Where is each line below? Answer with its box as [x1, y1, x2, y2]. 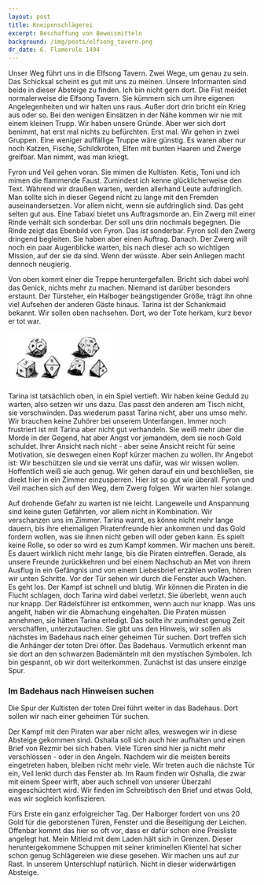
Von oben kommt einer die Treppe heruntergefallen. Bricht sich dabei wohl [8, 275, 249, 284]
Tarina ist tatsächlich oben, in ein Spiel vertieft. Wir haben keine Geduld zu [8, 391, 249, 401]
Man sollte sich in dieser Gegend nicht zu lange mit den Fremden [8, 193, 218, 202]
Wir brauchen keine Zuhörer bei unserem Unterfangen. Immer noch [8, 417, 226, 426]
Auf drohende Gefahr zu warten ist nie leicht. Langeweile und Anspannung [8, 498, 250, 508]
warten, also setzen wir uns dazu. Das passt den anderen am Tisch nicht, [8, 400, 246, 409]
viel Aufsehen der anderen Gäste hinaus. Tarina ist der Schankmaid [8, 300, 226, 309]
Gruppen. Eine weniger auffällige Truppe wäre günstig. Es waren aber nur [8, 135, 246, 145]
